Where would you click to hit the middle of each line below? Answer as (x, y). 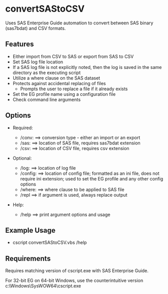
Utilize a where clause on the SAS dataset (56, 78)
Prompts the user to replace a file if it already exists (74, 89)
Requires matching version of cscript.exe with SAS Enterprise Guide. (77, 271)
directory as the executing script (46, 72)
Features (20, 44)
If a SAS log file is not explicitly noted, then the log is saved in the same (87, 67)
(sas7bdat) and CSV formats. (36, 28)
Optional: (22, 158)
